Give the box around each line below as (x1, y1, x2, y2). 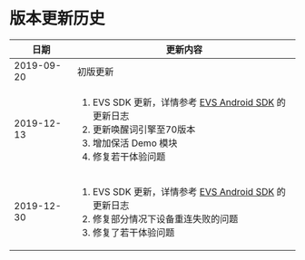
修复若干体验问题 (92, 150, 166, 163)
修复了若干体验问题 (92, 226, 175, 238)
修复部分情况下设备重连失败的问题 (92, 212, 239, 225)
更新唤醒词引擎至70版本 (92, 123, 196, 136)
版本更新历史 (9, 8, 106, 29)
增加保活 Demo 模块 (92, 137, 178, 149)
